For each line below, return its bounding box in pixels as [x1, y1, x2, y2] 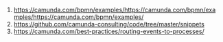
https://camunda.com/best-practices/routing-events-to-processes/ [13, 27, 204, 35]
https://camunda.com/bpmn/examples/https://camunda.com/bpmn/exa [13, 6, 216, 14]
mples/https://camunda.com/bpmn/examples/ [13, 13, 144, 21]
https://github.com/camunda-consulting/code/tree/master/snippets [13, 20, 204, 28]
